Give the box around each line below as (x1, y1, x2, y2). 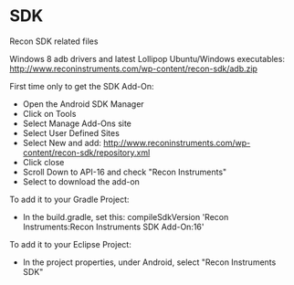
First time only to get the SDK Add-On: (9, 80, 154, 91)
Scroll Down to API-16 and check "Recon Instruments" (22, 166, 227, 177)
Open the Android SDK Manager (22, 98, 144, 110)
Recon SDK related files (9, 36, 99, 47)
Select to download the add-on (22, 175, 140, 187)
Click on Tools (22, 108, 77, 119)
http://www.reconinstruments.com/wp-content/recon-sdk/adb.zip (9, 63, 258, 74)
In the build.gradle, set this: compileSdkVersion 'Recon (22, 211, 229, 222)
